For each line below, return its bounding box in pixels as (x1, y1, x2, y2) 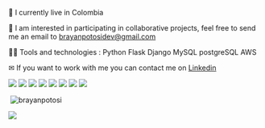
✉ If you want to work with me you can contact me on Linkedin (8, 63, 217, 72)
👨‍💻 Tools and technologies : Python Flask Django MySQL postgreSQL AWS (8, 47, 257, 56)
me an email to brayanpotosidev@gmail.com (8, 32, 156, 41)
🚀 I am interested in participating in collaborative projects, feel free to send (8, 23, 256, 32)
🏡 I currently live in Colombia (8, 8, 104, 17)
